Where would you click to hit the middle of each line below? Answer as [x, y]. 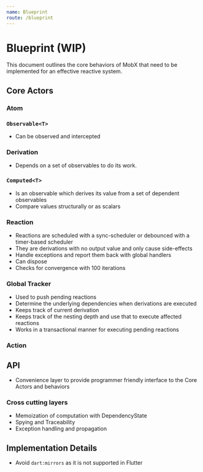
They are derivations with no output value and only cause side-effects [104, 248]
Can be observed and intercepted [58, 137]
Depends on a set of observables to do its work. [76, 165]
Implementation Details [52, 448]
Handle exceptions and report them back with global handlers [93, 255]
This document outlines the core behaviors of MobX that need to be [92, 65]
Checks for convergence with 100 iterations [70, 268]
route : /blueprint [30, 18]
